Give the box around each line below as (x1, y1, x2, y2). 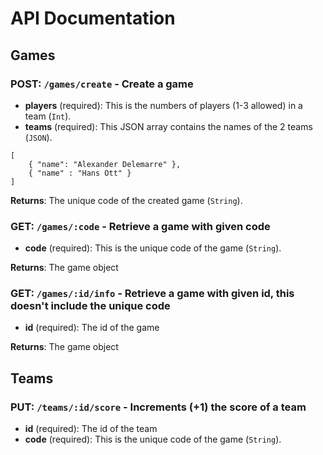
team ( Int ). (24, 110, 72, 122)
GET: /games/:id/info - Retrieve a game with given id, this (10, 287, 295, 301)
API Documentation (10, 7, 176, 30)
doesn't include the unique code (10, 299, 171, 313)
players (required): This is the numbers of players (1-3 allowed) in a (24, 99, 303, 111)
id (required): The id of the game (24, 322, 160, 334)
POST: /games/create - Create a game (10, 77, 194, 91)
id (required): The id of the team (24, 423, 158, 435)
